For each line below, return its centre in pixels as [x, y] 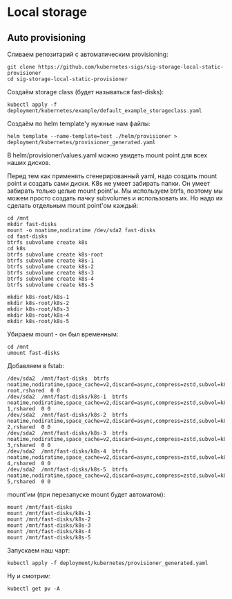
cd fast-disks [28, 236]
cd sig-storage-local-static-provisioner [68, 79]
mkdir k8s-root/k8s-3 [38, 309]
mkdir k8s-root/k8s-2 [38, 303]
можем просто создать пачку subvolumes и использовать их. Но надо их [115, 198]
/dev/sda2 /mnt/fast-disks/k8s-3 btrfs [68, 433]
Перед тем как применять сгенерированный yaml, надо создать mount [112, 176]
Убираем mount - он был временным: [63, 334]
